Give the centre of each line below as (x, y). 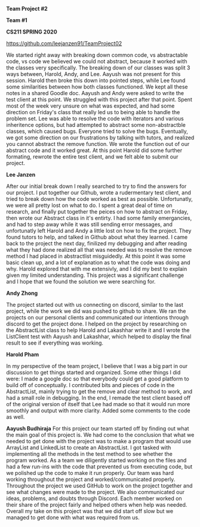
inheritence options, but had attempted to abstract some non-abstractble (96, 125)
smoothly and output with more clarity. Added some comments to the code (99, 410)
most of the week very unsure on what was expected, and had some (90, 106)
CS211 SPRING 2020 (32, 32)
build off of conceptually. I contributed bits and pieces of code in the (90, 385)
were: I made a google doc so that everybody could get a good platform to (98, 379)
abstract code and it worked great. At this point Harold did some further (94, 150)
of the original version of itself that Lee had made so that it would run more (98, 404)
